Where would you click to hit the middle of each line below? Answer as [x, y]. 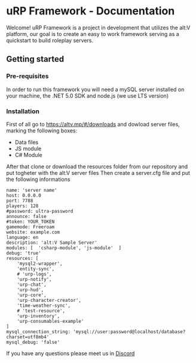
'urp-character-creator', [49, 300]
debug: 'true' [24, 253]
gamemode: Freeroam [30, 227]
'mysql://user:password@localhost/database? [129, 332]
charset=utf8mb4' [28, 337]
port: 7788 [20, 201]
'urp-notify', [34, 279]
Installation [23, 111]
